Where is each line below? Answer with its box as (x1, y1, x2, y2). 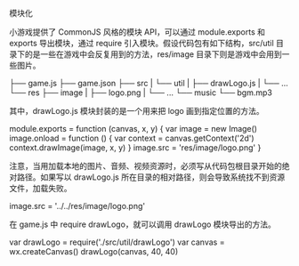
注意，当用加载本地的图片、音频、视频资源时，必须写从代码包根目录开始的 (9, 161, 282, 171)
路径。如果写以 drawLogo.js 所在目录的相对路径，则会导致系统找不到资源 (16, 172, 286, 182)
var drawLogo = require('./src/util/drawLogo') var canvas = (9, 237, 225, 247)
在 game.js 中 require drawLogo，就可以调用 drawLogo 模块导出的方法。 (9, 219, 276, 230)
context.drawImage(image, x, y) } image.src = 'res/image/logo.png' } (9, 142, 262, 153)
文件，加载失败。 (9, 183, 72, 193)
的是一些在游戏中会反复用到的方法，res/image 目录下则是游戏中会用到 (24, 49, 282, 60)
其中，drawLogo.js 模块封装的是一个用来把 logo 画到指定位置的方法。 (9, 106, 264, 116)
